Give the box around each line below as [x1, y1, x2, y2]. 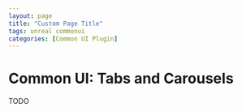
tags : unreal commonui [8, 27, 85, 35]
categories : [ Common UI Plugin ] [8, 34, 118, 43]
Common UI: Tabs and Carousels [8, 70, 234, 88]
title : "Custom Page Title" [8, 19, 104, 28]
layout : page [8, 11, 53, 20]
